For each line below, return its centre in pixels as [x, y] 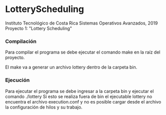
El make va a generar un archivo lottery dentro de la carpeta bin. [71, 67]
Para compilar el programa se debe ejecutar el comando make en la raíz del [83, 52]
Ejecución [17, 80]
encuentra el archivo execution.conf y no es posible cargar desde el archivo [83, 101]
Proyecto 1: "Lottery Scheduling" [39, 28]
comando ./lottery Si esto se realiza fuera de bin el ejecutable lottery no [79, 96]
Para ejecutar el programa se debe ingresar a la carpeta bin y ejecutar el [80, 91]
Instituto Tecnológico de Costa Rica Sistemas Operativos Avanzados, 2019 [82, 23]
